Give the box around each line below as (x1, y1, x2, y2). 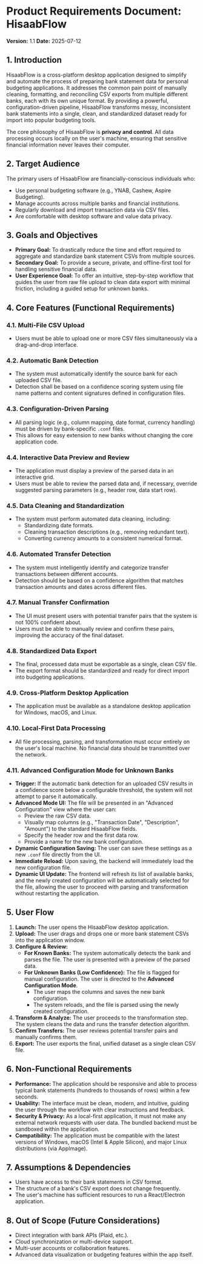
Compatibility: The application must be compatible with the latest (15, 1131, 180, 1139)
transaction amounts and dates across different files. (15, 583, 147, 591)
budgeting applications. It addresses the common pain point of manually (6, 84, 187, 91)
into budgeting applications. (15, 673, 85, 681)
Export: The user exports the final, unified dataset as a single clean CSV (15, 1040, 196, 1047)
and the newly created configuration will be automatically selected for (15, 877, 190, 884)
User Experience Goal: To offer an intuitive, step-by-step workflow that (15, 272, 194, 279)
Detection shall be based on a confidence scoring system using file (15, 383, 184, 391)
